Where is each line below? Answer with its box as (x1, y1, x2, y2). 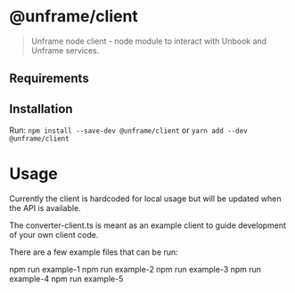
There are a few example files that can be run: (9, 247, 178, 257)
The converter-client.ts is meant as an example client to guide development (9, 220, 287, 231)
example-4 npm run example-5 (9, 273, 124, 284)
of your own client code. (9, 230, 99, 240)
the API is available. (9, 203, 82, 214)
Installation (9, 101, 73, 117)
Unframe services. (30, 45, 100, 55)
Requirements (9, 71, 89, 86)
